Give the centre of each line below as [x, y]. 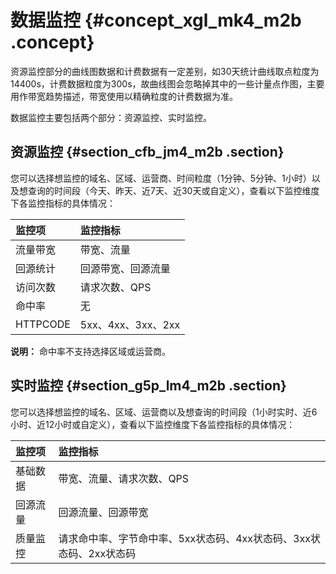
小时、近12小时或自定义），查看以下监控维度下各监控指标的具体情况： [153, 424]
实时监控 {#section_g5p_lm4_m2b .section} [148, 386]
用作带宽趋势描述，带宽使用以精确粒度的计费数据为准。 [124, 96]
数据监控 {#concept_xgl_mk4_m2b [156, 20]
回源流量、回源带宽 [103, 512]
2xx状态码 [112, 553]
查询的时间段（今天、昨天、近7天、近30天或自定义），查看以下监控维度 [173, 190]
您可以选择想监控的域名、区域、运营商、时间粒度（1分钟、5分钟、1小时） [161, 178]
